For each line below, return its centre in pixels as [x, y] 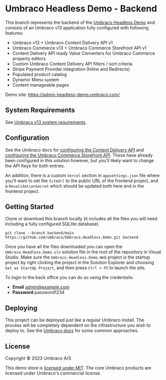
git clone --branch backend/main [40, 233]
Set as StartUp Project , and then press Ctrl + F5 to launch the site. [76, 268]
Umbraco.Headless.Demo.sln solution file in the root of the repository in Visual [83, 252]
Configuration [27, 138]
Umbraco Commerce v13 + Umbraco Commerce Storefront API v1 [79, 48]
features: [14, 33]
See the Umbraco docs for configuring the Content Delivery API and [75, 150]
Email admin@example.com [41, 287]
